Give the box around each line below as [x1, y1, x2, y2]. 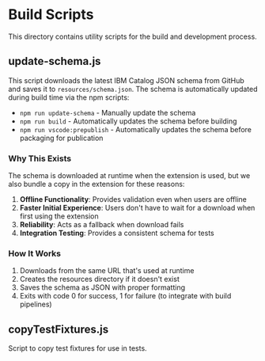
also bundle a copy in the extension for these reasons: [8, 180, 185, 189]
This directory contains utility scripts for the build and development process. [8, 32, 257, 41]
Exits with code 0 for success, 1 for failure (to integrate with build [19, 291, 232, 301]
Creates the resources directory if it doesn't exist [19, 275, 180, 284]
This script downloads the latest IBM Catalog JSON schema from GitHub [8, 75, 245, 85]
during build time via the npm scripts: [8, 93, 130, 102]
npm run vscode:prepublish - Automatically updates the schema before [19, 124, 252, 134]
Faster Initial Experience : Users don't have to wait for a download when [19, 203, 256, 213]
